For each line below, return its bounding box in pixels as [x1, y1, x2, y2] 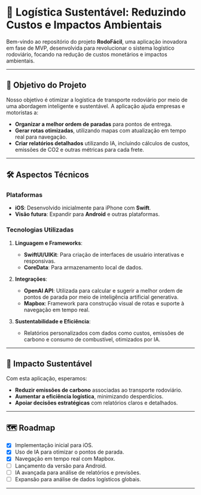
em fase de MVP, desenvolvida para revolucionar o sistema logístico [6, 44, 175, 52]
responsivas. [23, 257, 56, 265]
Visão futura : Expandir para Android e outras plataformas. [14, 211, 160, 218]
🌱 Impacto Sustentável [6, 359, 92, 369]
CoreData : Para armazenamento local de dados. [23, 263, 144, 271]
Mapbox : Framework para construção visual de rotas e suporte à [23, 299, 184, 307]
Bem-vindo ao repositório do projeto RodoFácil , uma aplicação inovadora [6, 38, 187, 45]
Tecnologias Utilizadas [6, 226, 74, 234]
